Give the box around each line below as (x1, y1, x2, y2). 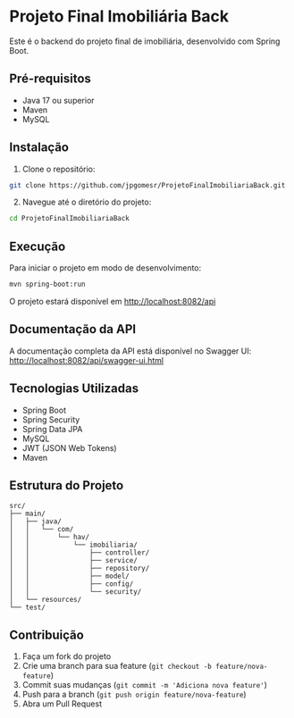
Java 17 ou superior (21, 95, 96, 105)
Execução (9, 238, 66, 254)
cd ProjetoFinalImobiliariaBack (9, 214, 130, 223)
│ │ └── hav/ (9, 533, 90, 542)
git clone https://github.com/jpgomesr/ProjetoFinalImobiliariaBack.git (9, 180, 286, 189)
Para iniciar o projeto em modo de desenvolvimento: (9, 263, 202, 273)
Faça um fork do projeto (21, 651, 112, 662)
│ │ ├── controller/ (9, 548, 150, 557)
